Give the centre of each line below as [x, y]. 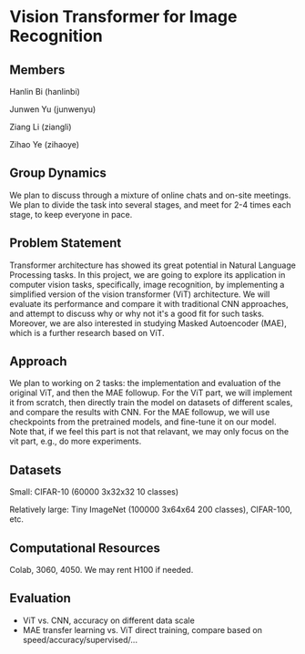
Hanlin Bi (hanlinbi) [45, 92]
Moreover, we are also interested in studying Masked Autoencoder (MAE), [148, 323]
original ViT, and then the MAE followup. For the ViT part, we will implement [151, 393]
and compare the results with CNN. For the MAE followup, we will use [140, 413]
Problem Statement [66, 243]
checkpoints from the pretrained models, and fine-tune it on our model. [143, 422]
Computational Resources [85, 548]
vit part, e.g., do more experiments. [76, 441]
